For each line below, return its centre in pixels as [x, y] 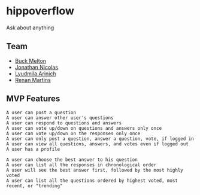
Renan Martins [33, 80]
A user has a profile [33, 149]
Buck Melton [31, 60]
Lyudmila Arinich [35, 74]
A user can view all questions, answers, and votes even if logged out [97, 144]
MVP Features [33, 99]
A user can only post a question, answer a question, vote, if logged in [100, 139]
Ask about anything [30, 28]
